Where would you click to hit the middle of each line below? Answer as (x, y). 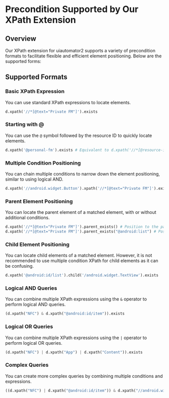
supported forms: (23, 61)
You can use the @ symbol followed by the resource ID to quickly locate (79, 135)
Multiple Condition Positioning (43, 163)
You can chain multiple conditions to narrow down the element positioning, (82, 174)
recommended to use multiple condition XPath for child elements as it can (82, 261)
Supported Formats (36, 77)
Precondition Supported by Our (72, 9)
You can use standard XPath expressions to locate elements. (68, 102)
